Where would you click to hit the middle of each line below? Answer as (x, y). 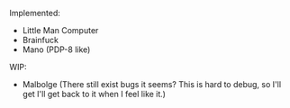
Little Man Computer (60, 30)
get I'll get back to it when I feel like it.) (94, 94)
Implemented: (35, 13)
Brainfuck (40, 40)
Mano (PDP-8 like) (56, 49)
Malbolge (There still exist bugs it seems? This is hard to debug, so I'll (152, 84)
